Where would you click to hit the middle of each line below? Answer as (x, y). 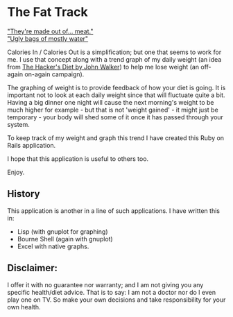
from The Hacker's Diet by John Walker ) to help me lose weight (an (103, 67)
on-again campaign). (54, 74)
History (24, 194)
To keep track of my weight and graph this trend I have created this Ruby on (115, 138)
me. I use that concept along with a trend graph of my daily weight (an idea (114, 59)
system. (18, 124)
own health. (24, 307)
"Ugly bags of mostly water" (48, 38)
